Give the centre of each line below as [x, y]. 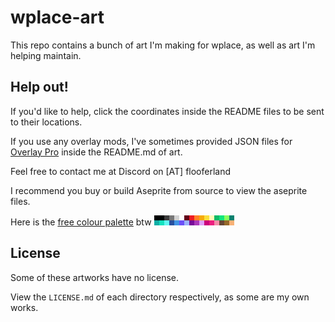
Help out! [39, 87]
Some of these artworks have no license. [95, 277]
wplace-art [57, 17]
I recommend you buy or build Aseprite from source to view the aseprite [159, 190]
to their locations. [46, 122]
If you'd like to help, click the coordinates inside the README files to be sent [167, 111]
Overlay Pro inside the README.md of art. [96, 152]
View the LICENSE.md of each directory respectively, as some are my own [160, 297]
